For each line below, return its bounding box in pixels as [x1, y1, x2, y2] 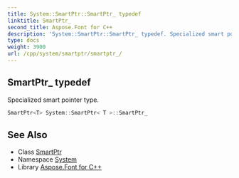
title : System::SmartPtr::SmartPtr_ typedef [7, 10, 142, 18]
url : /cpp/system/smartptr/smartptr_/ [7, 51, 122, 58]
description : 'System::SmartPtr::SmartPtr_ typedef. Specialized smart [7, 30, 224, 38]
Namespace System [17, 155, 77, 164]
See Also [7, 129, 48, 141]
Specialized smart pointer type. [7, 95, 100, 104]
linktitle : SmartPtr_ [7, 17, 72, 24]
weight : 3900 [7, 43, 46, 51]
